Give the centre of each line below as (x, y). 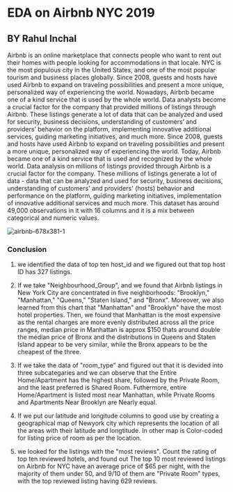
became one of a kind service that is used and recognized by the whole (110, 159)
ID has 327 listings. (45, 272)
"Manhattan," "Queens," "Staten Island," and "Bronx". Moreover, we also (121, 300)
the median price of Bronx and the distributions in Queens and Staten (116, 337)
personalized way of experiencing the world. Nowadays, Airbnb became (111, 92)
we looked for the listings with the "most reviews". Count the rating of (117, 452)
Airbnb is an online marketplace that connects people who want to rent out (114, 55)
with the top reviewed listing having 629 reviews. (87, 481)
